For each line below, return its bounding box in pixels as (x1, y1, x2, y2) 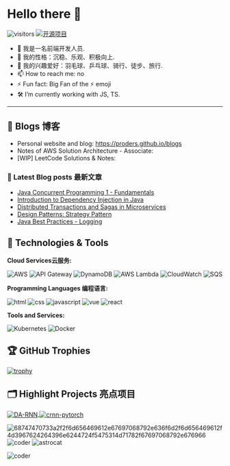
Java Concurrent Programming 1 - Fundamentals (16, 188, 155, 197)
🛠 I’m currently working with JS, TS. (16, 90, 120, 98)
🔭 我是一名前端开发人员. (16, 44, 85, 52)
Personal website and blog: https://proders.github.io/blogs (16, 139, 183, 147)
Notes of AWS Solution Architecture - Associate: (16, 147, 154, 155)
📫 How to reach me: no (16, 69, 85, 77)
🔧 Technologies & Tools (7, 237, 109, 249)
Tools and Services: (7, 311, 65, 319)
